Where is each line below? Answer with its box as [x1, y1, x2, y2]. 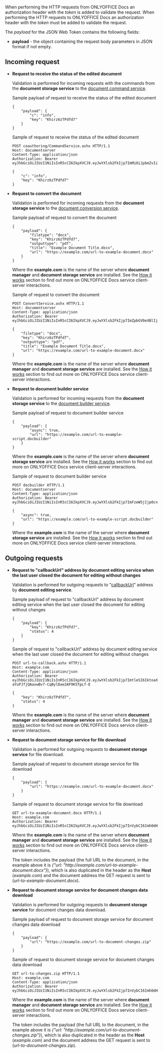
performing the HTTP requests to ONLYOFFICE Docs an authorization [5, 15, 144, 20]
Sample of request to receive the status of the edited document [12, 134, 139, 140]
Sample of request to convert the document [12, 292, 100, 297]
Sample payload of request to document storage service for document [12, 916, 153, 922]
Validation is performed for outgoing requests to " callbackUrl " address [12, 582, 153, 587]
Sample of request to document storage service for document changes [12, 956, 154, 962]
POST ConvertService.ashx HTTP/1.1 [12, 301, 84, 306]
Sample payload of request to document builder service [12, 409, 124, 416]
